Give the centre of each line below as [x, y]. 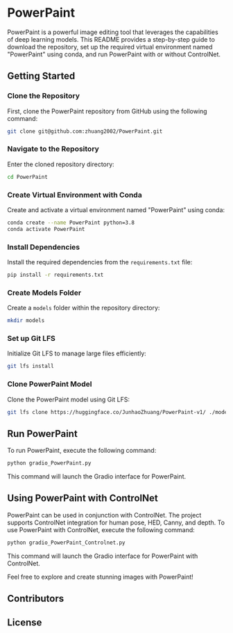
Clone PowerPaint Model [50, 384]
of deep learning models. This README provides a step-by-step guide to [111, 39]
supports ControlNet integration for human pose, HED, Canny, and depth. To [116, 522]
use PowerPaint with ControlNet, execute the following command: [101, 529]
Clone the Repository [44, 96]
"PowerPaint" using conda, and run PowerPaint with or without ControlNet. [114, 54]
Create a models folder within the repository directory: [84, 308]
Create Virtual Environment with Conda [75, 195]
